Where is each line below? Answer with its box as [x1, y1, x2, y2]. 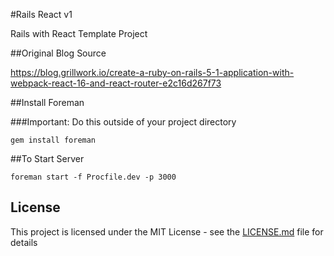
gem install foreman [10, 135, 97, 145]
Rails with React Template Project [10, 28, 148, 39]
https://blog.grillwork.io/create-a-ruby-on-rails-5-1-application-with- [10, 67, 295, 78]
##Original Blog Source [10, 47, 107, 59]
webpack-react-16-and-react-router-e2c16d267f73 [10, 77, 222, 89]
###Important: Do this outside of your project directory [10, 116, 237, 128]
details [10, 236, 38, 248]
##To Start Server [10, 153, 85, 164]
